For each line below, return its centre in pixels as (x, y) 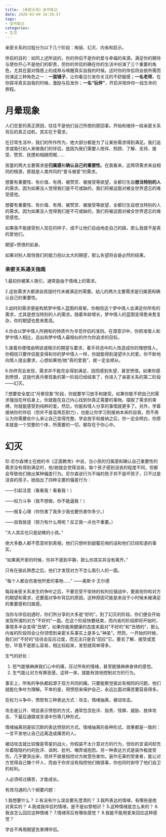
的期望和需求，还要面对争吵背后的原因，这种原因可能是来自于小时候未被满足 (83, 598)
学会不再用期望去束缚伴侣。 (33, 830)
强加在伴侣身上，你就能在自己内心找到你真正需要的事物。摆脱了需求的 (81, 400)
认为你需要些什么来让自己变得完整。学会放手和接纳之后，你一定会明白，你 (81, 418)
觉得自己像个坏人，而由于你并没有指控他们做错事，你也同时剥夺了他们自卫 (85, 763)
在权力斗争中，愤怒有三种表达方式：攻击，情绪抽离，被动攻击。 (70, 700)
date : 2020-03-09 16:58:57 (33, 14)
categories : (17, 28)
